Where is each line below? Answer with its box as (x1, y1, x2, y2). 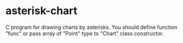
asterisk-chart (5, 4, 78, 18)
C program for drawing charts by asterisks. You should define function (5, 24, 178, 31)
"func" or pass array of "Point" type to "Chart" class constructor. (5, 29, 164, 37)
